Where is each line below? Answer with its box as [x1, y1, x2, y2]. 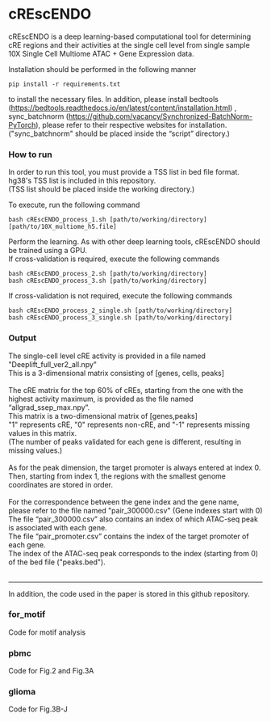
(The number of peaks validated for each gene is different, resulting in [8, 437, 242, 446]
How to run [8, 149, 52, 160]
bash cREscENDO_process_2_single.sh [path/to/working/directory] [8, 306, 232, 315]
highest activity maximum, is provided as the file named [8, 394, 194, 403]
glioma [8, 686, 36, 698]
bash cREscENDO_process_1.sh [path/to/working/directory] [8, 216, 207, 224]
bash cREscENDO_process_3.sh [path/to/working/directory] [8, 277, 207, 285]
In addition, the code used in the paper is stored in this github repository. [8, 589, 250, 598]
